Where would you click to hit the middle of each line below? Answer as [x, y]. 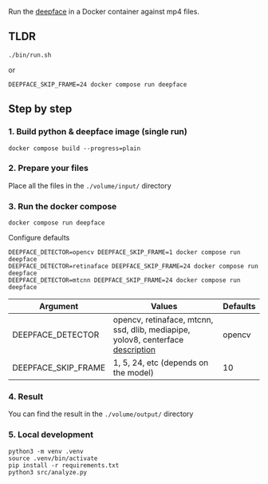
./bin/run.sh [30, 55]
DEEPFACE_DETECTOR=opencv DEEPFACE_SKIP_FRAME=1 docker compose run [124, 252]
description [134, 350]
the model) [133, 373]
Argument [59, 307]
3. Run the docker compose [63, 206]
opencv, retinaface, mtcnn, [163, 320]
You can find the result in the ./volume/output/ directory [101, 414]
